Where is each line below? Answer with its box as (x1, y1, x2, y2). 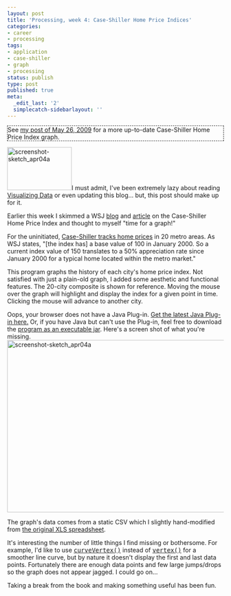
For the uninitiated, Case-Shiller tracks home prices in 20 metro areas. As (7, 232, 215, 240)
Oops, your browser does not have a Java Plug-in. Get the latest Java (7, 310, 204, 318)
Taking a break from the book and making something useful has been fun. (7, 581, 217, 589)
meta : (7, 94, 23, 101)
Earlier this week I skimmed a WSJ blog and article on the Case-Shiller (7, 212, 207, 220)
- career (7, 29, 32, 37)
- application (7, 49, 48, 56)
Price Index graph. (8, 132, 60, 141)
